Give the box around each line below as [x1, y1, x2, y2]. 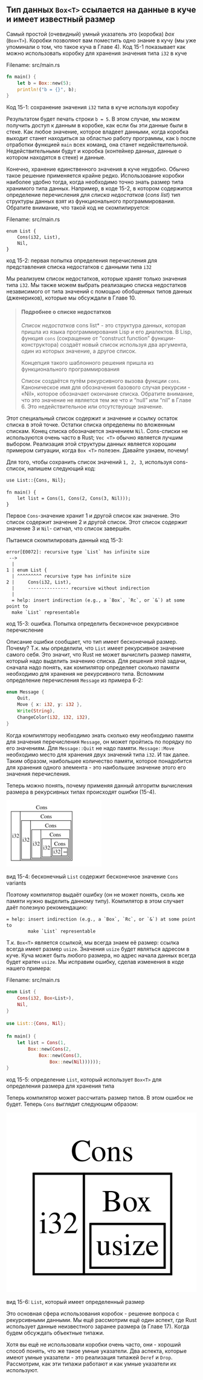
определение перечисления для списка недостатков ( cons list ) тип [6, 191, 181, 199]
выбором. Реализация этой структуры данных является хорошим [6, 440, 176, 448]
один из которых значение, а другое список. [21, 347, 137, 355]
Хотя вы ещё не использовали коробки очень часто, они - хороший [6, 1341, 181, 1348]
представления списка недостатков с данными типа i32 [6, 263, 152, 271]
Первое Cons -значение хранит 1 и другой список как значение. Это [6, 512, 180, 519]
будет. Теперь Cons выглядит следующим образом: [6, 1100, 138, 1108]
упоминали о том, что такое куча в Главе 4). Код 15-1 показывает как [6, 43, 186, 50]
